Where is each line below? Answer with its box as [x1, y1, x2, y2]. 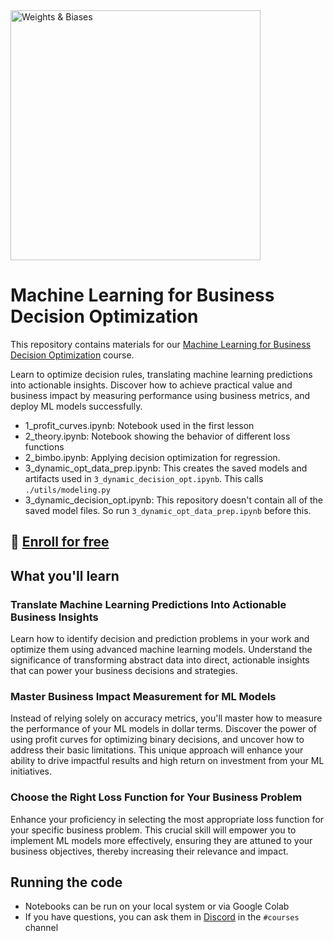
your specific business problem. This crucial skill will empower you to [10, 824, 297, 836]
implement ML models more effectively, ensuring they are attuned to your [10, 834, 313, 846]
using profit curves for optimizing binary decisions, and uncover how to [10, 734, 305, 746]
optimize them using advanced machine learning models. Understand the [10, 644, 313, 656]
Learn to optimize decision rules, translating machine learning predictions [10, 368, 313, 380]
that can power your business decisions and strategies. [10, 665, 238, 677]
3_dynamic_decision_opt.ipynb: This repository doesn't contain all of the [24, 494, 323, 506]
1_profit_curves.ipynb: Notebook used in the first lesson [24, 419, 255, 431]
